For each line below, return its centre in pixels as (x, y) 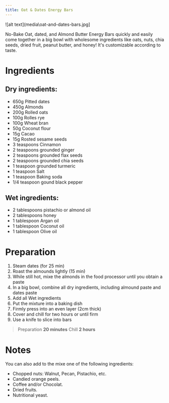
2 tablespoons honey (34, 215)
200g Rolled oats (30, 112)
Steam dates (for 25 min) (38, 266)
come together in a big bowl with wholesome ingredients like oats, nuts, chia (85, 39)
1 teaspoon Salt (29, 171)
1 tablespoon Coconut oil (38, 226)
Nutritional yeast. (30, 395)
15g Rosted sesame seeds (40, 139)
